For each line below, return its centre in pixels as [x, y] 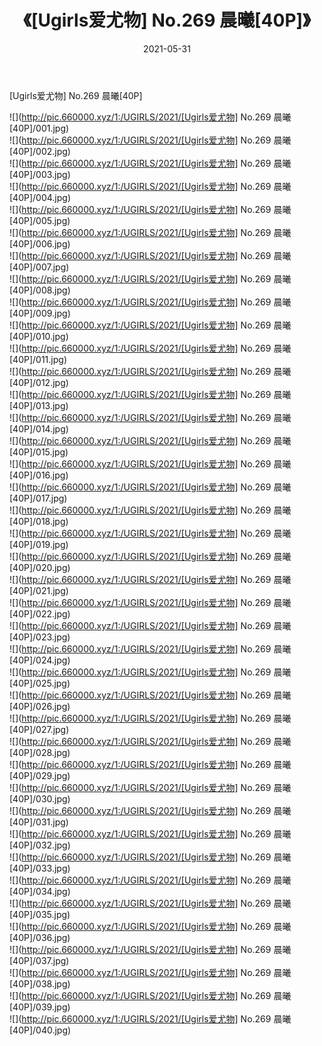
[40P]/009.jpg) [40, 313]
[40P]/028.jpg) [40, 752]
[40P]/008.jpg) [40, 290]
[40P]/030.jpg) [40, 798]
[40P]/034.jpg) [40, 891]
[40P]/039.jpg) [40, 1007]
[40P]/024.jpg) [40, 660]
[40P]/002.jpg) [40, 151]
